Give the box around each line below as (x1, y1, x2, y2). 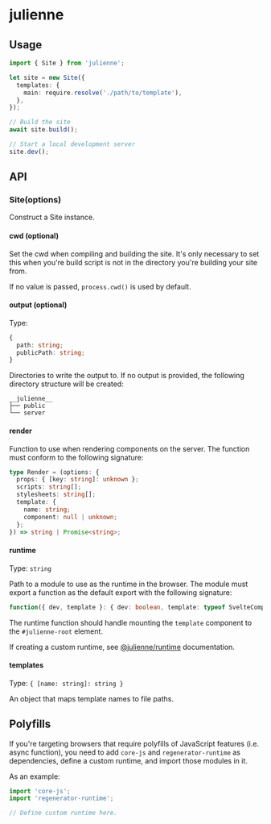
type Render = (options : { (9, 468, 100, 477)
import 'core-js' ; (9, 787, 71, 795)
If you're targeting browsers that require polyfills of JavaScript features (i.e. (9, 739, 260, 748)
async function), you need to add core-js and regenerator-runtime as (9, 747, 240, 757)
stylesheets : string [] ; (16, 490, 96, 499)
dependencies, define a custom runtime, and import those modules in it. (9, 755, 248, 765)
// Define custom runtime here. (9, 809, 117, 818)
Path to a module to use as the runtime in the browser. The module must (9, 579, 248, 589)
